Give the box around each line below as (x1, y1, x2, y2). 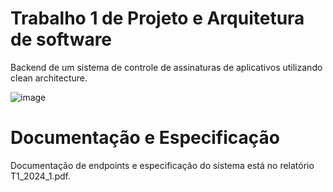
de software (10, 28, 113, 51)
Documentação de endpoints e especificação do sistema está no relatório (10, 159, 315, 171)
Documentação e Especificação (10, 127, 280, 149)
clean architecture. (10, 72, 88, 84)
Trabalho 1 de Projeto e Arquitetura (10, 7, 305, 30)
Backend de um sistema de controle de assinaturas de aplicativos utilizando (10, 61, 323, 73)
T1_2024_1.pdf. (10, 170, 72, 182)
